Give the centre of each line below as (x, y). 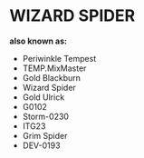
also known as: (38, 41)
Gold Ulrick (43, 97)
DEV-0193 (41, 145)
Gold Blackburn (52, 77)
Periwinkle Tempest (59, 58)
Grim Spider (45, 135)
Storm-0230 (46, 116)
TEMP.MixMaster (54, 68)
